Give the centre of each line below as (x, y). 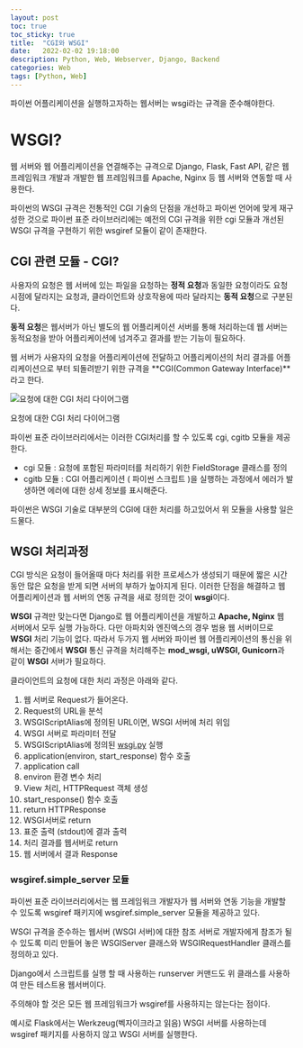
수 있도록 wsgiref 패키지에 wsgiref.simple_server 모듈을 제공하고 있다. (135, 912)
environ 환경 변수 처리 (62, 777)
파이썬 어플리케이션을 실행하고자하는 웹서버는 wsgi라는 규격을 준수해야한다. (143, 103)
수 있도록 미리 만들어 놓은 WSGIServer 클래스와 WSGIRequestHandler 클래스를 (151, 943)
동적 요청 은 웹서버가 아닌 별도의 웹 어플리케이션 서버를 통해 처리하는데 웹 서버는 (149, 326)
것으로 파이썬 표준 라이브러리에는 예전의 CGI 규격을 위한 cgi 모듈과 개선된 (155, 219)
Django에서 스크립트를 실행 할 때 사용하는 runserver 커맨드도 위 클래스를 (138, 973)
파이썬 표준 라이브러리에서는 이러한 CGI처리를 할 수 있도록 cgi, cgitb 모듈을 (142, 437)
